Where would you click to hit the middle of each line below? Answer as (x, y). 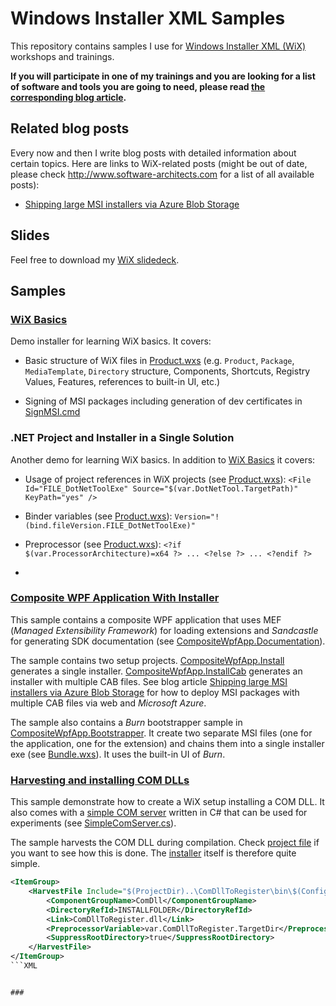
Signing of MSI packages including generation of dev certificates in (163, 401)
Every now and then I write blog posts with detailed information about (153, 153)
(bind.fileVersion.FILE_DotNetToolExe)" (110, 525)
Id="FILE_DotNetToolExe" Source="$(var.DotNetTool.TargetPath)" (161, 488)
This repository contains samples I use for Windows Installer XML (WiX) (158, 46)
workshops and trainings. (62, 56)
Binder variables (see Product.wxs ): (98, 516)
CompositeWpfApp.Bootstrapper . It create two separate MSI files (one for (161, 733)
